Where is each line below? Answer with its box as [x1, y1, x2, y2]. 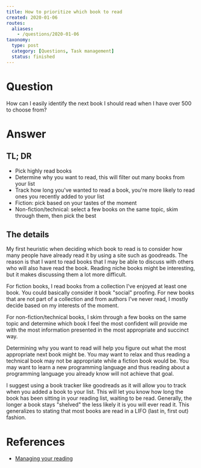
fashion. [6, 414, 26, 421]
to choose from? [6, 106, 47, 113]
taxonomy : [6, 37, 31, 43]
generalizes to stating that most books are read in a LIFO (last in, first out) [6, 408, 189, 415]
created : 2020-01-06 [6, 14, 58, 21]
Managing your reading [14, 455, 73, 462]
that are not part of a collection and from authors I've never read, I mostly [6, 296, 188, 303]
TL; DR [6, 151, 32, 162]
